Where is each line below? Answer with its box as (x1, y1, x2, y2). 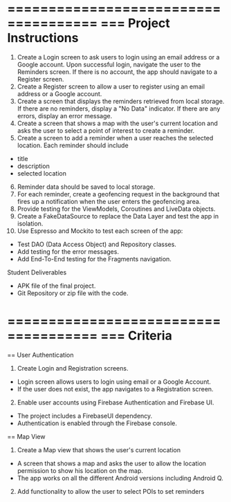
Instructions (7, 30, 79, 46)
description (17, 162, 50, 170)
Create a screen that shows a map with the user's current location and (17, 119, 218, 127)
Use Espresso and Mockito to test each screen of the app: (17, 226, 183, 235)
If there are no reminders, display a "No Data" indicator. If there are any (17, 104, 221, 113)
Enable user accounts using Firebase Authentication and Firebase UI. (17, 398, 214, 407)
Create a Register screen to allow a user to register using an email (17, 82, 205, 91)
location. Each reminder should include (17, 141, 129, 149)
